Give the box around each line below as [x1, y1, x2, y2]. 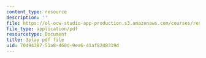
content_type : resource [6, 8, 67, 15]
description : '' [6, 14, 48, 21]
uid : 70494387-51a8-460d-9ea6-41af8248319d [6, 43, 120, 49]
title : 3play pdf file [6, 37, 64, 43]
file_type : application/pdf [6, 25, 78, 32]
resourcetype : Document [6, 31, 67, 37]
